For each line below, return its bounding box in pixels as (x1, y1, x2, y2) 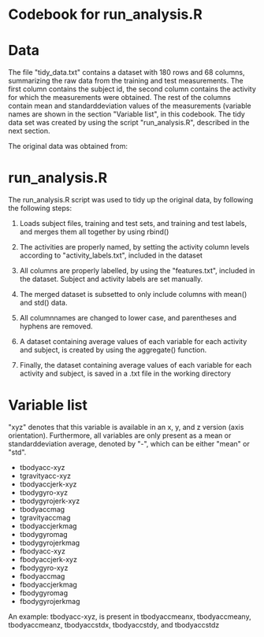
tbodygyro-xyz (19, 488, 69, 497)
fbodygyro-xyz (19, 563, 69, 572)
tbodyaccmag (19, 505, 65, 513)
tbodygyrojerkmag (19, 538, 80, 547)
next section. (8, 126, 50, 135)
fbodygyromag (19, 588, 69, 598)
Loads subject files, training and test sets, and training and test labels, (19, 219, 247, 228)
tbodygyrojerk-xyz (19, 496, 80, 506)
